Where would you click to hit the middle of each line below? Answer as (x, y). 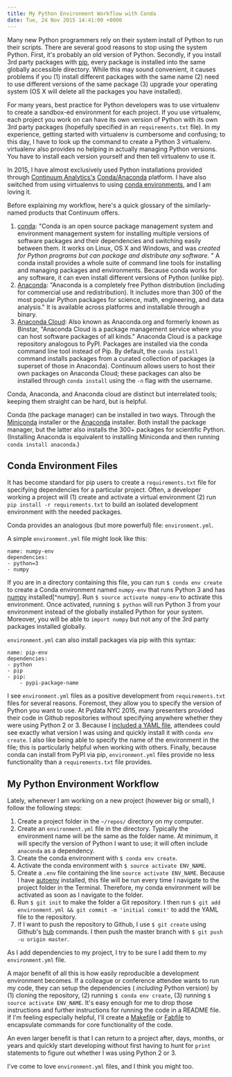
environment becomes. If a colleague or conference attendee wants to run (113, 981)
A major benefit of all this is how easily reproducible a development (103, 973)
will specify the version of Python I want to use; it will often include (113, 844)
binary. (27, 314)
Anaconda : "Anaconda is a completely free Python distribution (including (121, 285)
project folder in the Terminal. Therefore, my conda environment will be (119, 888)
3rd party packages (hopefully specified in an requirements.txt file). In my (114, 127)
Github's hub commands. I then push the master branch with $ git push (120, 932)
